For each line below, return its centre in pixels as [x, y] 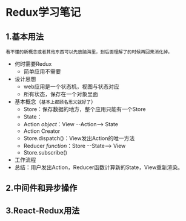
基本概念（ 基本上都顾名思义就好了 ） [55, 101]
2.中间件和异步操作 [42, 188]
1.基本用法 [25, 37]
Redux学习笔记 [43, 12]
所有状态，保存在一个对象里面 [61, 94]
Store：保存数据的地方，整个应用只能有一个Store [85, 109]
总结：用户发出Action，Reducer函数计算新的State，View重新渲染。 [98, 167]
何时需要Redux [33, 64]
